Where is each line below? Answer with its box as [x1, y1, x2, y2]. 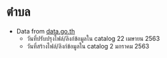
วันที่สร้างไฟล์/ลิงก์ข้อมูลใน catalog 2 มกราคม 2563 [26, 42, 150, 50]
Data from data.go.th [16, 27, 75, 35]
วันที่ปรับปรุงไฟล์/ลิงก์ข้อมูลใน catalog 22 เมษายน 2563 [26, 34, 160, 42]
